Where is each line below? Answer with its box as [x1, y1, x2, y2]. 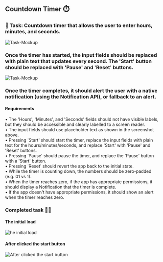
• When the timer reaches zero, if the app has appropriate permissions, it [5, 179, 153, 185]
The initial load [5, 218, 36, 225]
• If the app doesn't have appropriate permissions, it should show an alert [5, 189, 154, 195]
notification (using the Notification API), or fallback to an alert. [5, 93, 157, 100]
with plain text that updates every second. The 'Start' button [5, 58, 152, 65]
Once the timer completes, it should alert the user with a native [5, 87, 158, 94]
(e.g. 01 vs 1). [5, 174, 32, 180]
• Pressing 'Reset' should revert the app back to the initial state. [5, 163, 134, 169]
